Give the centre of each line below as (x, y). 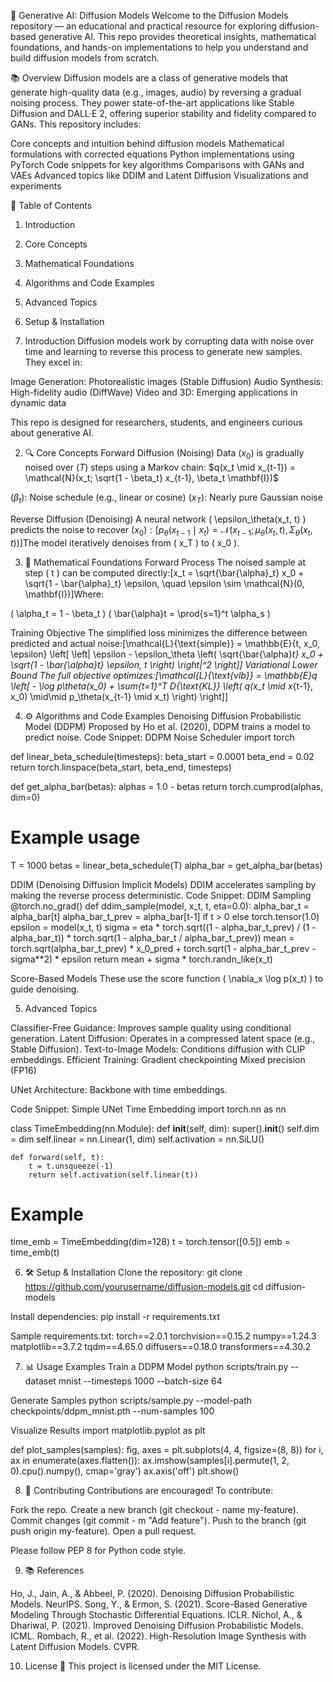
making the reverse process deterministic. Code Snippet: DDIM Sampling (161, 895)
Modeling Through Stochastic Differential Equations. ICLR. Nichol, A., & (156, 1615)
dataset (40, 1381)
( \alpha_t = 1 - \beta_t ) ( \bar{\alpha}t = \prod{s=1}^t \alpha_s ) (140, 613)
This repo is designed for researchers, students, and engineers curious (156, 422)
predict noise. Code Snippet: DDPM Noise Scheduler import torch (159, 737)
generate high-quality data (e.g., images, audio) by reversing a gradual (156, 92)
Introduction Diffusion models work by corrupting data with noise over (169, 341)
